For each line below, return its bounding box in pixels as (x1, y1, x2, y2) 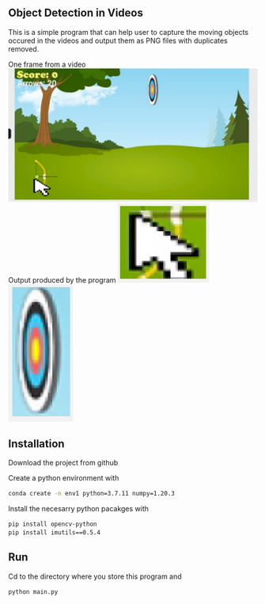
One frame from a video (8, 59, 86, 69)
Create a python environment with (8, 473, 119, 483)
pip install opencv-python (8, 520, 97, 529)
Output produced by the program (8, 275, 116, 284)
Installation (8, 437, 65, 450)
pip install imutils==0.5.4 (8, 529, 101, 537)
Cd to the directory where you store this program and (8, 572, 182, 581)
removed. (8, 44, 40, 54)
